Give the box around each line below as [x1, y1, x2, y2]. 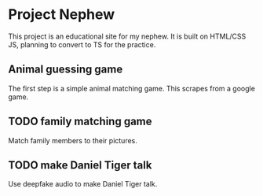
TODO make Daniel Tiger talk [8, 158, 152, 172]
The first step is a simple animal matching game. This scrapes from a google [8, 83, 255, 93]
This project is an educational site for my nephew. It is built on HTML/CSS [8, 31, 247, 41]
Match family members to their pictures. [8, 135, 137, 145]
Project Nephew [8, 6, 115, 24]
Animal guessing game [8, 63, 123, 76]
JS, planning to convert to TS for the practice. [8, 39, 156, 49]
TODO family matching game [8, 115, 152, 128]
